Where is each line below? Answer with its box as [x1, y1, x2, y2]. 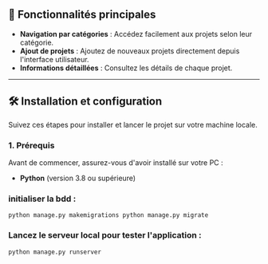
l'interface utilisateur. [19, 54, 89, 64]
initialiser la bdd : [8, 193, 77, 204]
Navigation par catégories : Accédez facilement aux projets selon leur [19, 29, 253, 38]
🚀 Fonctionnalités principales [8, 8, 156, 22]
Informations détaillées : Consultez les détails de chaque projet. [19, 63, 233, 73]
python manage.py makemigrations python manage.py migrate [8, 211, 209, 219]
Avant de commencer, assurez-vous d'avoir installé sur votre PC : [8, 157, 223, 167]
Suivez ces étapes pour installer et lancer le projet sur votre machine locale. [8, 120, 258, 129]
